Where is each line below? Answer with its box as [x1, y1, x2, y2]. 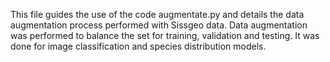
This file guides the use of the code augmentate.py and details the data [10, 9, 305, 20]
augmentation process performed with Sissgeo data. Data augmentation [10, 19, 308, 31]
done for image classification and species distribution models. [10, 40, 267, 52]
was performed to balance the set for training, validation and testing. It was [10, 30, 320, 41]
